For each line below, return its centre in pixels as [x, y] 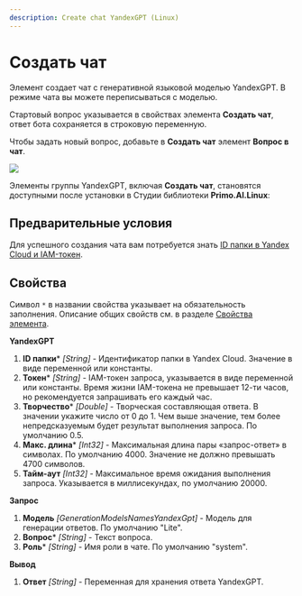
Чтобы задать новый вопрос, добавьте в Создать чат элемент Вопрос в [149, 142]
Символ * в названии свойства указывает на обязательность [128, 305]
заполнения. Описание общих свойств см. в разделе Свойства [131, 314]
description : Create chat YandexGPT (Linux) [94, 18]
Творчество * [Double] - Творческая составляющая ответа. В [140, 407]
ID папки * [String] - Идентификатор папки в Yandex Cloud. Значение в [157, 359]
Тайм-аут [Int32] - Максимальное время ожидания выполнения [146, 473]
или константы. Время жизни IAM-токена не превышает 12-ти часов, [156, 388]
